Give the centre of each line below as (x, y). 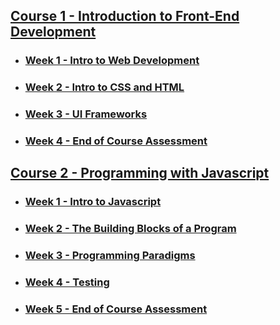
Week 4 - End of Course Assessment (116, 141)
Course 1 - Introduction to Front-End (125, 16)
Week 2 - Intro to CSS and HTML (104, 87)
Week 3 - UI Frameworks (86, 114)
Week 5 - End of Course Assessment (116, 309)
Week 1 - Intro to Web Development (112, 61)
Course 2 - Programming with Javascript (140, 173)
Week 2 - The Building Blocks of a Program (130, 229)
